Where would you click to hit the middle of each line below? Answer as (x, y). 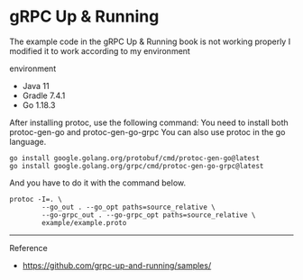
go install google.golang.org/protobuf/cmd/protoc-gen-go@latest (134, 158)
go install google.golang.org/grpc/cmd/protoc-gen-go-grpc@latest (137, 166)
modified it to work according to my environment (100, 50)
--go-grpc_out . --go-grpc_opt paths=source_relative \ (149, 215)
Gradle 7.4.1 (44, 95)
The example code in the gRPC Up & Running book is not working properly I (150, 41)
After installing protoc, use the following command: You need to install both (149, 122)
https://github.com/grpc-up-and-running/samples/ (117, 265)
